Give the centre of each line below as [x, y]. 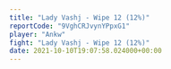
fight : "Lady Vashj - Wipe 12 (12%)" [80, 43]
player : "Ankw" [38, 34]
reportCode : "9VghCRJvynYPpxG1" [69, 26]
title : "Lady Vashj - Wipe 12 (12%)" [80, 17]
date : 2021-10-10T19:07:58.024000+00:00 [86, 51]
